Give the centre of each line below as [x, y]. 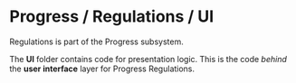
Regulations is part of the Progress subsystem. [96, 41]
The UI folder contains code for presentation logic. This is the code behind [148, 59]
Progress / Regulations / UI [112, 17]
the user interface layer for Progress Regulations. [102, 69]
